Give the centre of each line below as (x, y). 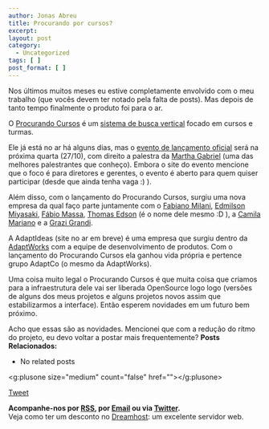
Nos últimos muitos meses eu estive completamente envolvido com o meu (131, 91)
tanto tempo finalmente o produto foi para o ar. (86, 107)
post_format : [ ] (37, 68)
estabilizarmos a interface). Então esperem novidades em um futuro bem (129, 305)
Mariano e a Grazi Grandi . (51, 222)
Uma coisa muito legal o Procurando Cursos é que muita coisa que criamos (133, 279)
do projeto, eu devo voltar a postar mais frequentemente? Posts (114, 337)
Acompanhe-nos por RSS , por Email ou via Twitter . (94, 408)
